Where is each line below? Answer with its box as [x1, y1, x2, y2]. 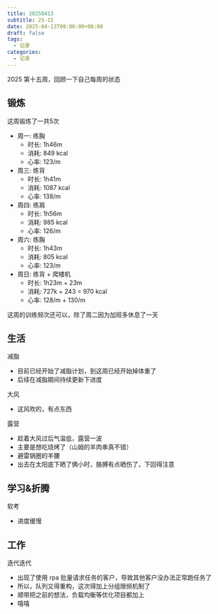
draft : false [7, 29, 45, 37]
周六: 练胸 [17, 235, 46, 243]
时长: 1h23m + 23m [27, 278, 83, 287]
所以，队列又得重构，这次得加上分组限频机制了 [17, 582, 150, 590]
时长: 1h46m [27, 140, 63, 149]
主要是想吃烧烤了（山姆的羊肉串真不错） [17, 443, 132, 452]
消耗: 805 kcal [27, 252, 68, 261]
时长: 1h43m [27, 243, 63, 252]
